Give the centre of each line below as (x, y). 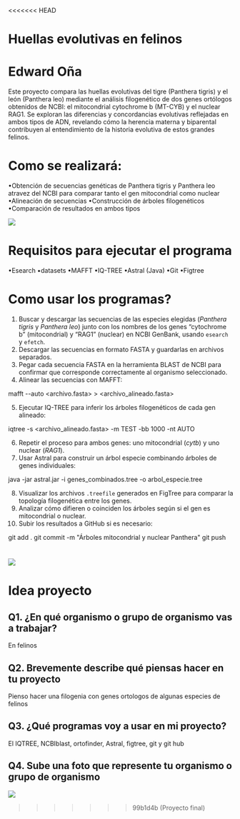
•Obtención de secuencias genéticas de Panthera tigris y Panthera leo (112, 186)
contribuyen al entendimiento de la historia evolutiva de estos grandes (111, 130)
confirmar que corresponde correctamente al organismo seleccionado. (123, 372)
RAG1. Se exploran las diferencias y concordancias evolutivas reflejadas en (119, 114)
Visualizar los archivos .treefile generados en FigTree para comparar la (126, 493)
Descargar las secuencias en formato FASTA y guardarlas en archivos (121, 349)
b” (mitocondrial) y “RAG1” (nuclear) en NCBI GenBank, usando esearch (123, 334)
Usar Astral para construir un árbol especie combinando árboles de (117, 458)
